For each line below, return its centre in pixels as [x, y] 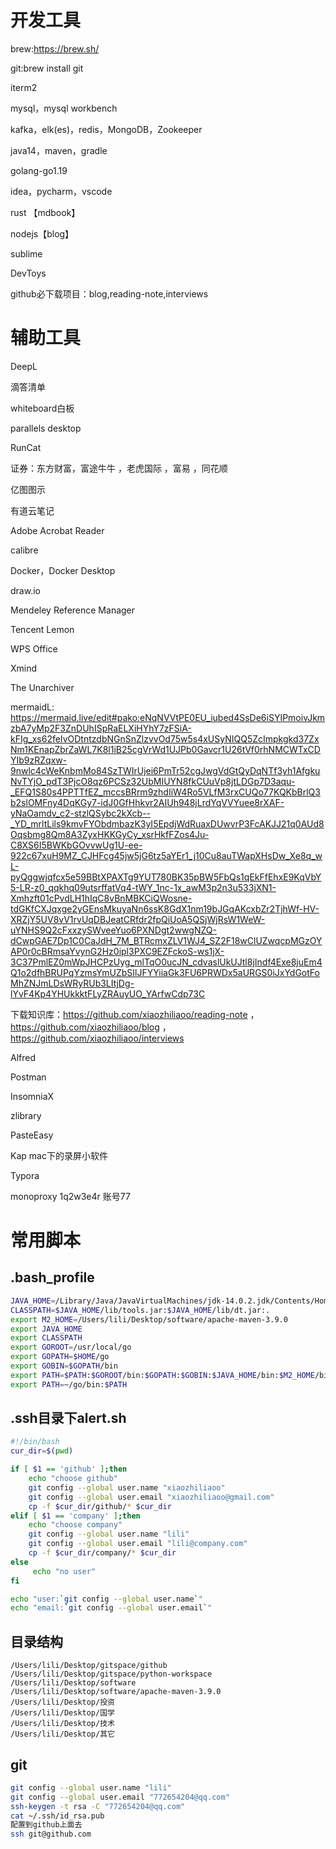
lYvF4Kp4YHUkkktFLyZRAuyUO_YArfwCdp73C [108, 993]
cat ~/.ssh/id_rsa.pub [57, 1816]
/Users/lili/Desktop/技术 [62, 1724]
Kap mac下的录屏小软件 [59, 1155]
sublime [26, 253]
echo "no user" [64, 1571]
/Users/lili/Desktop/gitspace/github [89, 1666]
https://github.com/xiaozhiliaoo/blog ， [91, 1027]
